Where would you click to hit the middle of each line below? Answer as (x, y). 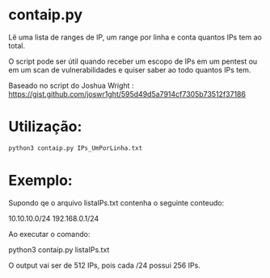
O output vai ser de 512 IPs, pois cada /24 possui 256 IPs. (104, 265)
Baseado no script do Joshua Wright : (71, 85)
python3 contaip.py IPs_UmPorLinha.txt (76, 148)
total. (17, 45)
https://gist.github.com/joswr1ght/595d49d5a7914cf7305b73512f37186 (127, 93)
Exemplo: (40, 180)
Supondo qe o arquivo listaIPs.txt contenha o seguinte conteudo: (116, 202)
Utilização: (45, 127)
